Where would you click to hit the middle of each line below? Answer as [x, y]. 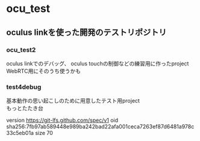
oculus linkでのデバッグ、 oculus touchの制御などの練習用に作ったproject [98, 63]
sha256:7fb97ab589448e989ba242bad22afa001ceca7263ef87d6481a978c [100, 127]
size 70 [44, 133]
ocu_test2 [21, 50]
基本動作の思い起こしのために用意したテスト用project [73, 101]
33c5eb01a [20, 133]
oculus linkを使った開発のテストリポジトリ [86, 32]
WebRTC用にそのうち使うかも [44, 71]
